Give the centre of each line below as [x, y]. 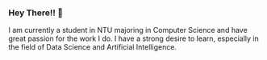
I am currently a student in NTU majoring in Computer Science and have [128, 30]
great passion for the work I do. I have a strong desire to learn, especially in [134, 38]
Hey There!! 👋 [35, 13]
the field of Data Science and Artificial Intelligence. [93, 47]
